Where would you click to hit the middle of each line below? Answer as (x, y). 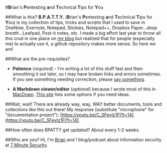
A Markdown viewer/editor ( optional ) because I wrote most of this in (84, 89)
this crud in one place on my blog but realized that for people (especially (80, 38)
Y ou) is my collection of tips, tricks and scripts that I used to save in (75, 22)
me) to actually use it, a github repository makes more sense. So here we (80, 44)
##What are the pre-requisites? (38, 59)
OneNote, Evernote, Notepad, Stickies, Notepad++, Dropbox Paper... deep (81, 28)
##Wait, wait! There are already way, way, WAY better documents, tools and (83, 104)
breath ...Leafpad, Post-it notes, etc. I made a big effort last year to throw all (83, 33)
